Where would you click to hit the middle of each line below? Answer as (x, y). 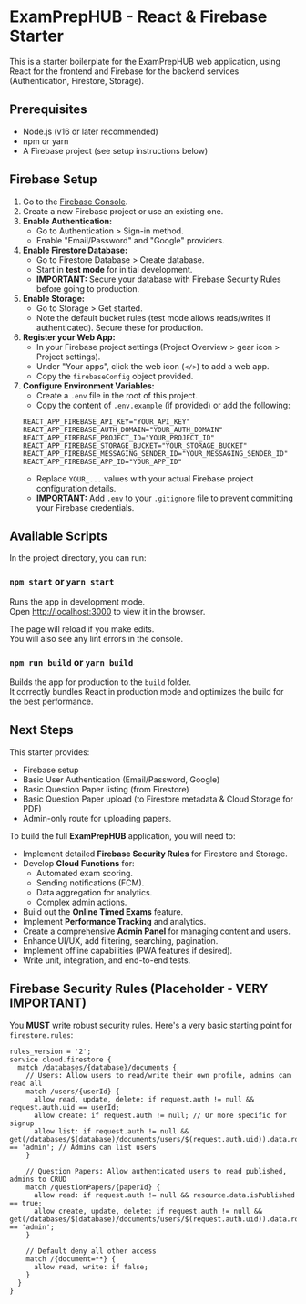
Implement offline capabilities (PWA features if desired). (127, 950)
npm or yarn (46, 141)
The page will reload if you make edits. (82, 629)
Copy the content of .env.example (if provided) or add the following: (163, 405)
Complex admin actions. (82, 902)
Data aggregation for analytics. (94, 892)
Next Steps (41, 730)
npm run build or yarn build (71, 662)
